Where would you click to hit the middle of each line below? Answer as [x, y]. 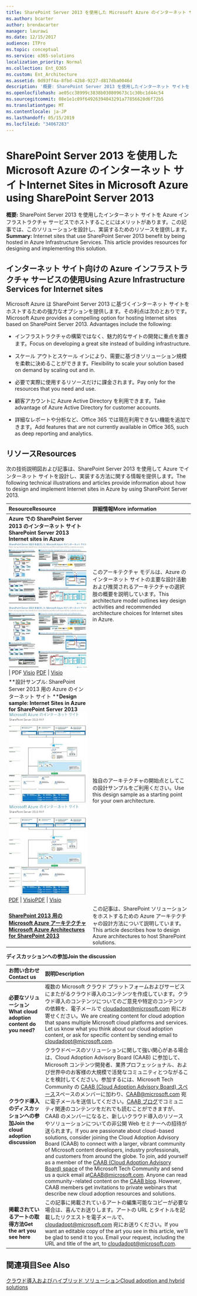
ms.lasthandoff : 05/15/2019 [40, 117]
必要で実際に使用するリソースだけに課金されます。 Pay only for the [95, 382]
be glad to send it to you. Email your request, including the [115, 1237]
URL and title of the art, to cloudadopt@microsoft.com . [111, 1244]
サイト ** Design [56, 696]
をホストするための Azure [123, 916]
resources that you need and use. [55, 389]
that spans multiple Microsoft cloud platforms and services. [116, 1022]
